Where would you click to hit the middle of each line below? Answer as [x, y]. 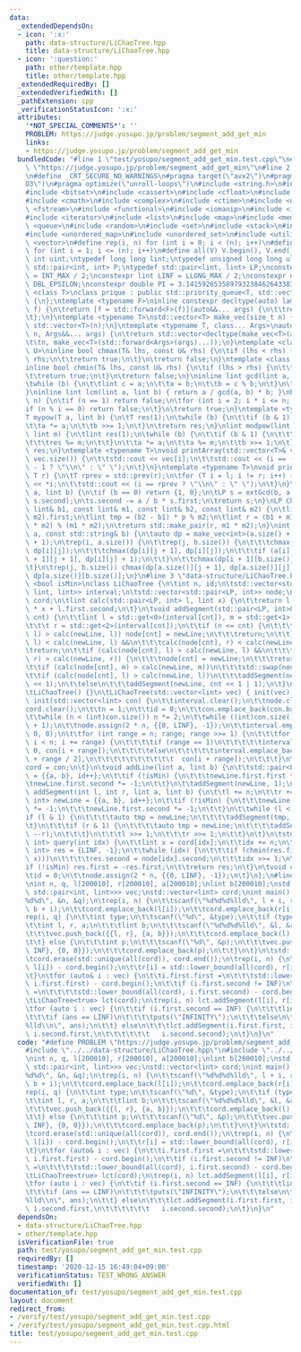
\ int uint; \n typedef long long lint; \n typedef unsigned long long [154, 259]
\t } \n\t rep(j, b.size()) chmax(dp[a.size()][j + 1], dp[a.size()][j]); [162, 567]
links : [38, 142]
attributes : [40, 117]
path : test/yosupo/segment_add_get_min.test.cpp [110, 1251]
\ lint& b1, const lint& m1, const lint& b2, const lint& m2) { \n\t [156, 509]
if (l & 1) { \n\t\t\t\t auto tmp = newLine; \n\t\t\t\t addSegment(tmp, [158, 817]
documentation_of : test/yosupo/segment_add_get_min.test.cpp [126, 1292]
